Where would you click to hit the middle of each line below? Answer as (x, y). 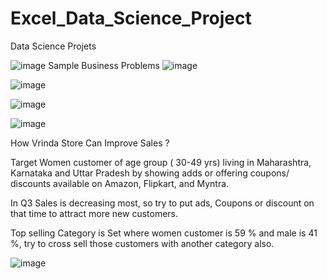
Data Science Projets (53, 46)
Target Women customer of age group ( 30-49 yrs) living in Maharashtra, (161, 162)
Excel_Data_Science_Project (131, 18)
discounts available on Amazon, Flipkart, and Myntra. (120, 183)
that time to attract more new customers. (94, 213)
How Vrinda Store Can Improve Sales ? (90, 143)
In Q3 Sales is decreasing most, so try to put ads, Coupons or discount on (162, 203)
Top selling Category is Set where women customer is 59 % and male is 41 (164, 233)
